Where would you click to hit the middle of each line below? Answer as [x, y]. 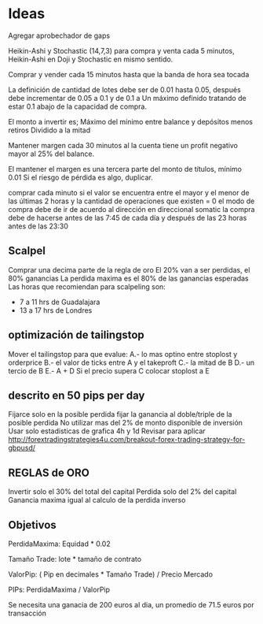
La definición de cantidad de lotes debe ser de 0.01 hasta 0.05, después [124, 89]
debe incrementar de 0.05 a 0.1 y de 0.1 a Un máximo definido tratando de [127, 98]
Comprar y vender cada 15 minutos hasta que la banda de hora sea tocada [129, 74]
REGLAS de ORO [49, 472]
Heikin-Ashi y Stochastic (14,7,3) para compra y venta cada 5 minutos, [122, 50]
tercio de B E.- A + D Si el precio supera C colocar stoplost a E [109, 370]
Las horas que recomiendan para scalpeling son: [87, 286]
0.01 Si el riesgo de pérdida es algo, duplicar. [80, 177]
